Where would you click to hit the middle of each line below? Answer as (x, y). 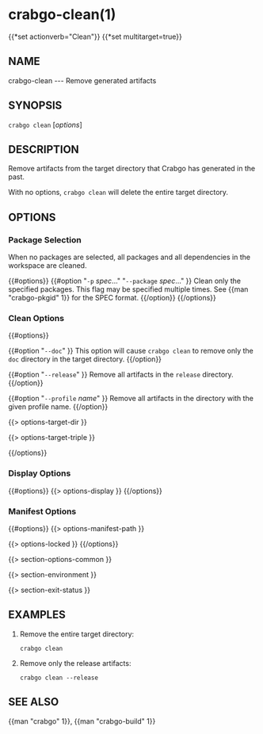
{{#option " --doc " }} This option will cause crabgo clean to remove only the (131, 351)
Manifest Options (42, 511)
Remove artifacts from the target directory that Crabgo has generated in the (132, 169)
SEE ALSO (34, 702)
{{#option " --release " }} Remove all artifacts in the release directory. (121, 375)
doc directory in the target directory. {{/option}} (85, 359)
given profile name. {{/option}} (58, 407)
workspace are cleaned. (48, 266)
